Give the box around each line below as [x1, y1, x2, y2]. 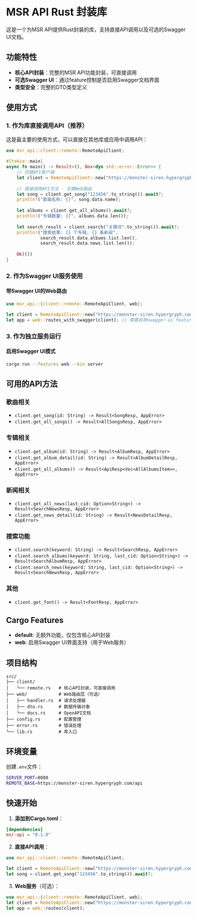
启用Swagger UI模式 [6, 348, 56, 355]
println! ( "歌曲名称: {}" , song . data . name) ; [16, 196, 121, 203]
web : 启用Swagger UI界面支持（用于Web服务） [14, 639, 130, 646]
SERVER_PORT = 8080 [6, 775, 49, 781]
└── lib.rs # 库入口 [6, 729, 77, 735]
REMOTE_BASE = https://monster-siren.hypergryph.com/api [6, 780, 143, 786]
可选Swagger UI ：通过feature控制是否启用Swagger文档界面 [14, 76, 160, 83]
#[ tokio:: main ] [6, 158, 43, 165]
